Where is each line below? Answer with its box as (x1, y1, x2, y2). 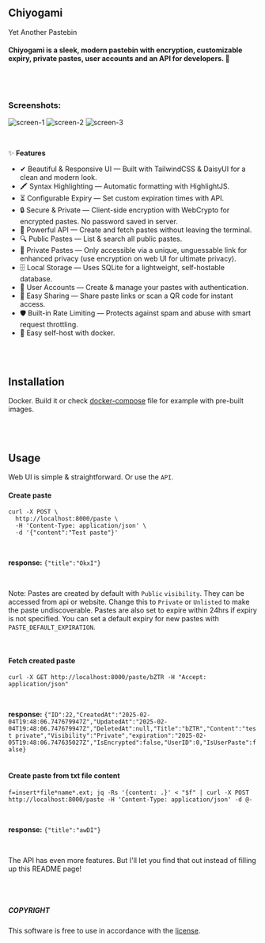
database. (19, 274, 53, 284)
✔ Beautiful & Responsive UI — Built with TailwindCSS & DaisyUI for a (19, 164, 246, 174)
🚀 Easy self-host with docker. (19, 328, 115, 338)
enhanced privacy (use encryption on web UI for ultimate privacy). (19, 254, 237, 264)
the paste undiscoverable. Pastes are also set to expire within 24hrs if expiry (8, 605, 257, 615)
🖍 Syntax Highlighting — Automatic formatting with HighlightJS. (19, 181, 230, 191)
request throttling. (19, 320, 79, 330)
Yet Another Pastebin (8, 27, 78, 36)
